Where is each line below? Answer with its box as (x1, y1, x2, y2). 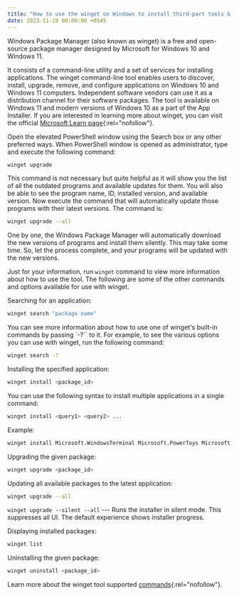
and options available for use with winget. (7, 283, 129, 291)
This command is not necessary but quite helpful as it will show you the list (7, 174, 228, 182)
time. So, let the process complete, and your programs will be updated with (7, 246, 228, 255)
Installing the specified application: (7, 365, 110, 373)
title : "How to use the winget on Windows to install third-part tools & (7, 10, 231, 18)
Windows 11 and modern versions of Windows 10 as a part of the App (7, 103, 211, 112)
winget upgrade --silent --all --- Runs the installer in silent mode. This (7, 506, 222, 514)
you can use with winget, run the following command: (7, 338, 165, 347)
